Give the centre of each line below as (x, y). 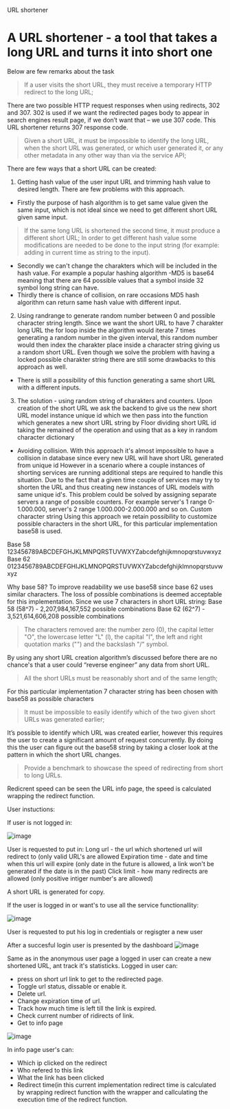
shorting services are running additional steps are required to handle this (120, 472)
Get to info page (40, 1023)
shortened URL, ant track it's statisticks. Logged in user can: (93, 965)
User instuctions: (31, 809)
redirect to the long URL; (59, 91)
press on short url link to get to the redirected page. (90, 979)
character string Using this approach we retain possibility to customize (117, 516)
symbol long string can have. (58, 288)
